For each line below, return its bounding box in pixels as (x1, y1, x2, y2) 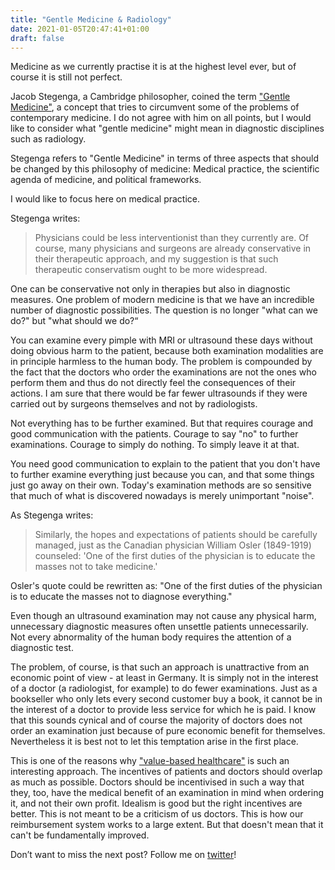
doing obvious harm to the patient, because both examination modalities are (10, 345, 324, 357)
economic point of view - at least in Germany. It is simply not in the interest (10, 672, 319, 684)
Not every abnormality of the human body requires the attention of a (10, 631, 292, 643)
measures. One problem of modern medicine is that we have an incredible (10, 294, 315, 306)
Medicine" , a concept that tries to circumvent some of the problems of (10, 101, 300, 113)
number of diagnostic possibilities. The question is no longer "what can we (10, 304, 318, 316)
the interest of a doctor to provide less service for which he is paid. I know (10, 704, 317, 716)
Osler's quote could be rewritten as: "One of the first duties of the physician (10, 580, 323, 592)
